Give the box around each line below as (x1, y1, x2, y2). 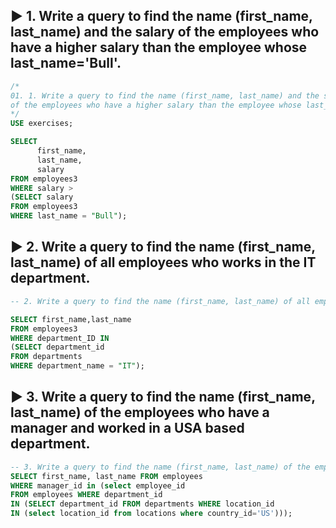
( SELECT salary (10, 192, 74, 203)
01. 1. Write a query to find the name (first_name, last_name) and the (10, 90, 320, 101)
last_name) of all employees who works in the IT (10, 254, 317, 271)
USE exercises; (10, 119, 74, 129)
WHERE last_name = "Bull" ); (10, 211, 128, 221)
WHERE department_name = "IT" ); (10, 361, 145, 371)
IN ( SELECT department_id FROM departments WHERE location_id (10, 499, 275, 509)
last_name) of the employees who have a (10, 404, 270, 421)
